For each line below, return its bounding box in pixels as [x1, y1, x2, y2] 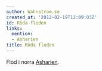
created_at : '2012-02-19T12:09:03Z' [6, 14, 97, 20]
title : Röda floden [6, 42, 55, 48]
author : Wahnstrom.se [6, 8, 60, 15]
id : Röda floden [6, 20, 47, 26]
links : [6, 25, 23, 32]
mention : [11, 31, 33, 37]
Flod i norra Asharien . [6, 58, 60, 66]
